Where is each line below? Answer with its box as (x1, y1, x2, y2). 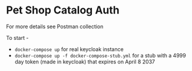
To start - (6, 34, 29, 41)
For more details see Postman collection (6, 23, 104, 30)
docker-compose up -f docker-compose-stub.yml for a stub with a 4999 (14, 52, 187, 59)
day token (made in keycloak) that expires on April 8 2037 (14, 58, 155, 65)
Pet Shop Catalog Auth (6, 4, 120, 17)
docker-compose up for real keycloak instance (14, 45, 124, 53)
